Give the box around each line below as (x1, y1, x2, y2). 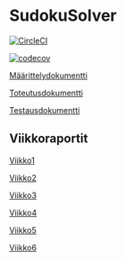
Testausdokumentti (9, 104, 80, 115)
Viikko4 (9, 207, 38, 218)
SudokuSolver (9, 5, 118, 26)
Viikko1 (9, 155, 36, 166)
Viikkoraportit (9, 131, 88, 147)
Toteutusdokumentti (9, 87, 83, 98)
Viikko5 (9, 224, 38, 235)
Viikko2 (9, 172, 38, 183)
